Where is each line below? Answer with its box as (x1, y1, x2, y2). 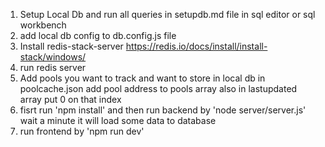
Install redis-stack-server (19, 40, 124, 52)
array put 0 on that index (19, 94, 122, 105)
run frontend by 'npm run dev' (19, 125, 145, 137)
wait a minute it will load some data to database (19, 115, 217, 126)
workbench (19, 19, 67, 31)
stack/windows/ (19, 51, 87, 63)
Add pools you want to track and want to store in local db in (19, 72, 266, 84)
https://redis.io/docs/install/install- (125, 40, 268, 52)
